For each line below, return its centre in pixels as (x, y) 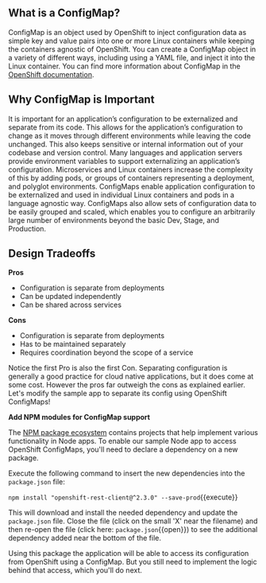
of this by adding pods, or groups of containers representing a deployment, (131, 177)
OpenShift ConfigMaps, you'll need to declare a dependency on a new (123, 449)
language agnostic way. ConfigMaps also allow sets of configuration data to (132, 203)
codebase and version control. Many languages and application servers (125, 152)
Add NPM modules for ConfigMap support (79, 418)
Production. (27, 228)
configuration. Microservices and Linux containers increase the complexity (131, 169)
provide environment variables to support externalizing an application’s (124, 161)
